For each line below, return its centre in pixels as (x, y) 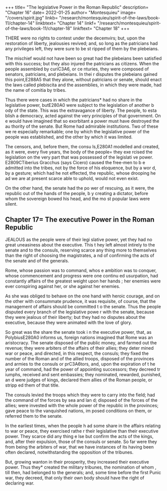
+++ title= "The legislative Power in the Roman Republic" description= (77, 7)
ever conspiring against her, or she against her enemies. (63, 286)
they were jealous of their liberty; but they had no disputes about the (75, 317)
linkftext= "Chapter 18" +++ (101, 28)
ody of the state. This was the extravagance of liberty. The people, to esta (81, 110)
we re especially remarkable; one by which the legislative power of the (78, 131)
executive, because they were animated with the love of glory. (69, 322)
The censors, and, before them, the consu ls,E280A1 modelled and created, (83, 146)
